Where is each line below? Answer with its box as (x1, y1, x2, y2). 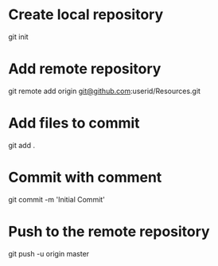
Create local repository (8, 6, 164, 24)
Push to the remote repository (8, 222, 210, 241)
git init (8, 32, 29, 41)
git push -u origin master (8, 248, 90, 258)
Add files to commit (8, 114, 141, 132)
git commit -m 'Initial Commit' (8, 194, 106, 204)
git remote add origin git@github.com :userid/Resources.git (8, 86, 201, 96)
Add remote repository (8, 60, 162, 78)
